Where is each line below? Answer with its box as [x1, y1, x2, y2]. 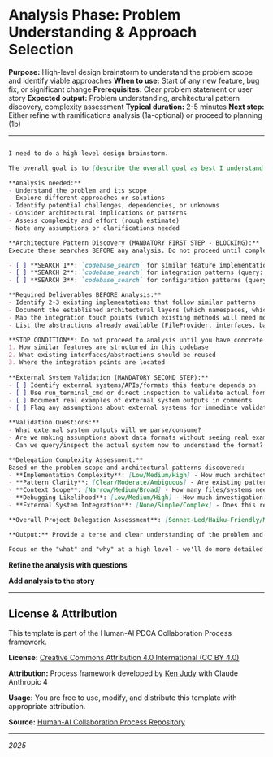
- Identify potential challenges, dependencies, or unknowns [8, 202, 220, 210]
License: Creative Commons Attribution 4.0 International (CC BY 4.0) [8, 653, 240, 663]
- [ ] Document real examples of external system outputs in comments [8, 396, 253, 404]
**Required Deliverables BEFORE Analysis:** [8, 291, 162, 299]
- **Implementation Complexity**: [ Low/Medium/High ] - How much [8, 471, 231, 479]
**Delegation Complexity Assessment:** [8, 455, 144, 464]
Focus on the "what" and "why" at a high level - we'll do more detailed [8, 545, 264, 554]
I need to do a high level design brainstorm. [8, 149, 169, 158]
